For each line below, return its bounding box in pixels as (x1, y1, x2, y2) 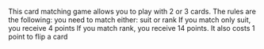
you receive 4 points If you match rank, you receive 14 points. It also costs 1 (8, 24, 255, 32)
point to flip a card (8, 32, 68, 41)
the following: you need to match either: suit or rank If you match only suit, (8, 15, 251, 24)
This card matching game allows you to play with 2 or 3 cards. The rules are (8, 7, 256, 16)
